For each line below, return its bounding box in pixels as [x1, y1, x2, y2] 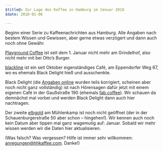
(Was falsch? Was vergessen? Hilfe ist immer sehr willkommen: [5, 135, 133, 141]
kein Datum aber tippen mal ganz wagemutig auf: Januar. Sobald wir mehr [5, 120, 156, 126]
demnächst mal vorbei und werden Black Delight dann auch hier [5, 94, 135, 101]
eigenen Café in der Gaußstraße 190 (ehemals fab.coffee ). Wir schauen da [5, 90, 156, 95]
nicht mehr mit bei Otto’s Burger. [5, 55, 70, 60]
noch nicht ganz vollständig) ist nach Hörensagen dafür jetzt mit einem [5, 84, 149, 90]
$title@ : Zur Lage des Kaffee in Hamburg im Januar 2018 [5, 7, 125, 12]
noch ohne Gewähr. [5, 40, 45, 46]
